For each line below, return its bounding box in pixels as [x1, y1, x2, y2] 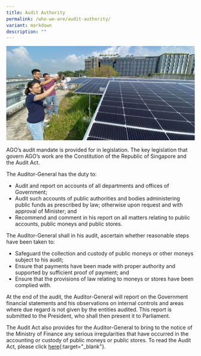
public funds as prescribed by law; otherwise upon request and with [14, 201, 183, 209]
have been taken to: [6, 238, 55, 245]
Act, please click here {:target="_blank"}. [6, 343, 106, 350]
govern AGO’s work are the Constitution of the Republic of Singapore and [6, 153, 187, 160]
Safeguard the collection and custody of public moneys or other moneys [14, 250, 194, 257]
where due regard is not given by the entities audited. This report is [6, 306, 172, 314]
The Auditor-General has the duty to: [6, 171, 97, 178]
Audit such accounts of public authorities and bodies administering [14, 195, 181, 202]
